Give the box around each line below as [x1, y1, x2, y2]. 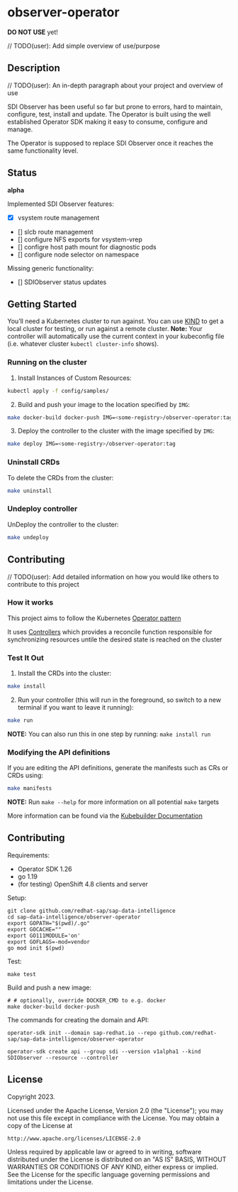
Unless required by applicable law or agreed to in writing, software [7, 1147, 202, 1156]
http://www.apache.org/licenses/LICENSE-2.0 [7, 1134, 141, 1142]
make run [7, 717, 33, 724]
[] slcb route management [17, 227, 93, 236]
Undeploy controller [7, 504, 78, 514]
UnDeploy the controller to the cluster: [7, 520, 119, 529]
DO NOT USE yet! [7, 28, 59, 36]
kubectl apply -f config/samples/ [7, 387, 110, 394]
